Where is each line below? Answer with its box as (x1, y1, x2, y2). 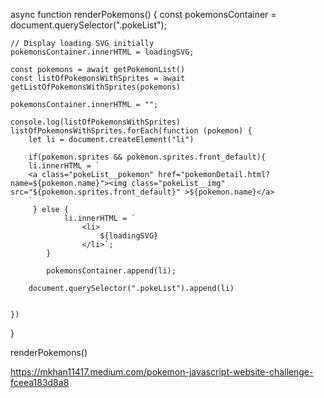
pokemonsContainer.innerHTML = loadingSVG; (10, 47, 195, 57)
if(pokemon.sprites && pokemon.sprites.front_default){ (28, 152, 267, 162)
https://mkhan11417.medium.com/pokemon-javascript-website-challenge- (10, 366, 314, 378)
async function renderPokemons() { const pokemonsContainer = (10, 9, 277, 20)
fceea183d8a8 (10, 377, 70, 388)
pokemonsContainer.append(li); (46, 266, 177, 276)
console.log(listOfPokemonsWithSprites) (10, 117, 182, 127)
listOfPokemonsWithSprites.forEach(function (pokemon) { (10, 126, 253, 136)
